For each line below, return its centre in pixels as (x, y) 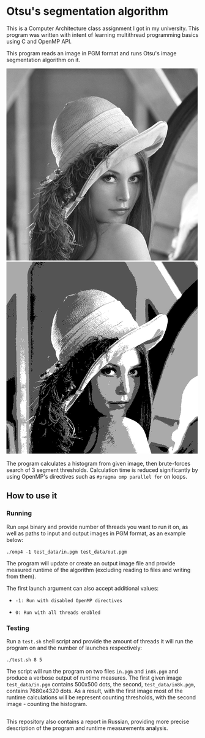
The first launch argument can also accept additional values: (83, 588)
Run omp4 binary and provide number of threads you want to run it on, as (97, 527)
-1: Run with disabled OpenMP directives (69, 600)
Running (19, 513)
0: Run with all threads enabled (58, 613)
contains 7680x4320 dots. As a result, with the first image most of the (95, 691)
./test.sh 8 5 (24, 660)
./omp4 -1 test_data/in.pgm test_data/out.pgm (67, 552)
